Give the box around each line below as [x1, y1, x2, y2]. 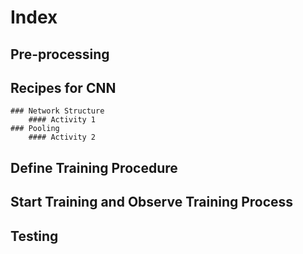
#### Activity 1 [28, 115, 97, 125]
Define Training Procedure [10, 159, 178, 176]
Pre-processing [10, 46, 110, 63]
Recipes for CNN [10, 79, 117, 96]
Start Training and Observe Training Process [10, 194, 294, 211]
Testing [10, 227, 59, 245]
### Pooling [10, 124, 60, 134]
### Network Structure [10, 106, 105, 116]
